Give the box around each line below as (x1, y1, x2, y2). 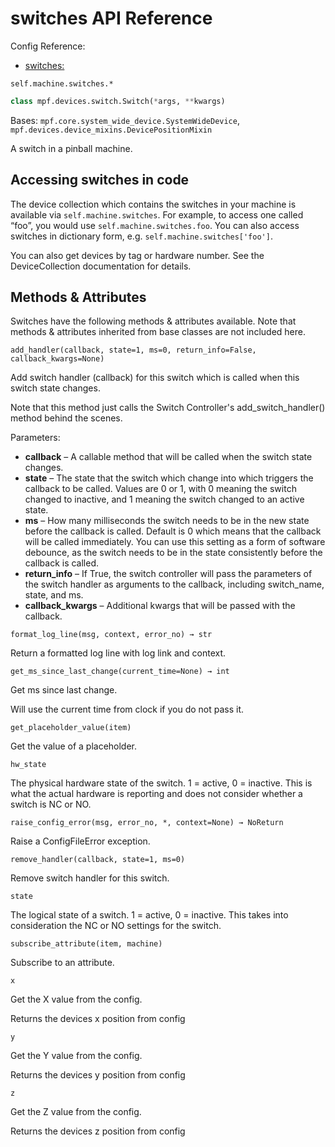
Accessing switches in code (10, 172, 190, 189)
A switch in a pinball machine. (10, 142, 133, 154)
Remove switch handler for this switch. (10, 872, 170, 884)
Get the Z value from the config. (10, 1106, 142, 1118)
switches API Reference (10, 7, 213, 30)
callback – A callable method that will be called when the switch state (24, 451, 313, 463)
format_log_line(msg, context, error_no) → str (10, 630, 213, 640)
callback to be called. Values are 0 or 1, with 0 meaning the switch (24, 483, 297, 495)
